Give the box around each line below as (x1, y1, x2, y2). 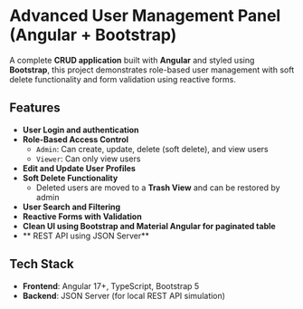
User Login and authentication (22, 124, 139, 135)
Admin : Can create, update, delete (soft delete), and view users (35, 143, 269, 154)
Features (9, 101, 61, 116)
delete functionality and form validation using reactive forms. (9, 73, 237, 84)
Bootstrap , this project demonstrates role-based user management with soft (9, 64, 295, 75)
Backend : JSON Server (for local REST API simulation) (22, 290, 226, 301)
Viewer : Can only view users (35, 153, 141, 164)
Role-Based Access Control (22, 133, 129, 145)
